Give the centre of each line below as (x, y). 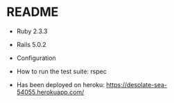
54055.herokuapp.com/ (50, 92)
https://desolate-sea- (137, 84)
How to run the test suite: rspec (61, 71)
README (33, 12)
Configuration (36, 58)
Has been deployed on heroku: (61, 84)
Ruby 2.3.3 (32, 31)
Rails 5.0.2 (31, 44)
